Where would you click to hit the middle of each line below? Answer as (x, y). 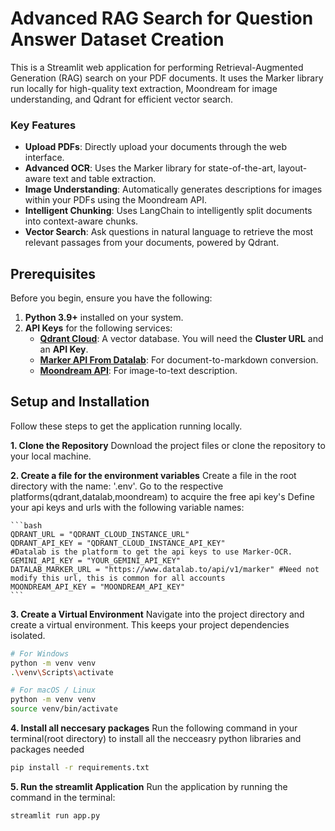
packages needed (47, 749)
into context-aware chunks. (81, 221)
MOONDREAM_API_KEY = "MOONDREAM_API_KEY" (98, 587)
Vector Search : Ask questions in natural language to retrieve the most (169, 232)
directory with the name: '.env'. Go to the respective (117, 486)
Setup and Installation (80, 402)
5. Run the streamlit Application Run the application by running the (149, 786)
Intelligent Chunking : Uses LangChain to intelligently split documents (168, 211)
